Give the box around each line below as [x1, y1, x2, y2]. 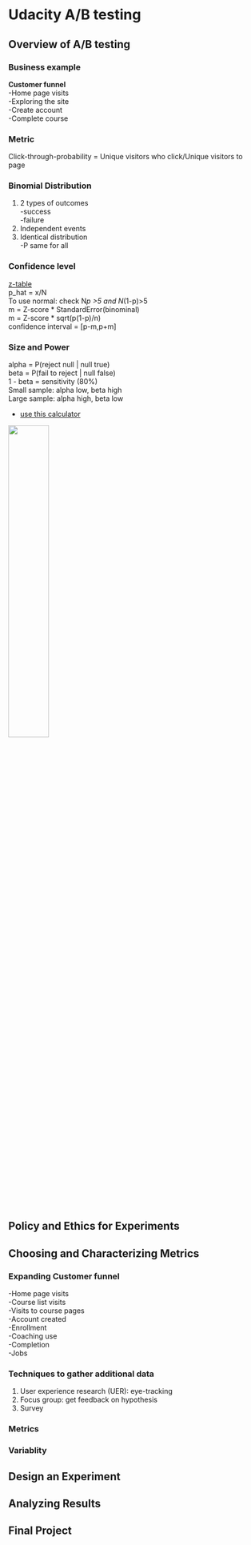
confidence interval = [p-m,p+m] [8, 322, 117, 331]
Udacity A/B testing [8, 6, 141, 24]
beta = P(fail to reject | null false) [8, 368, 116, 378]
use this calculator [19, 410, 82, 419]
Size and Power [8, 342, 70, 353]
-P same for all [19, 241, 69, 250]
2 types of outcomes [19, 198, 89, 208]
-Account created [8, 1315, 66, 1324]
